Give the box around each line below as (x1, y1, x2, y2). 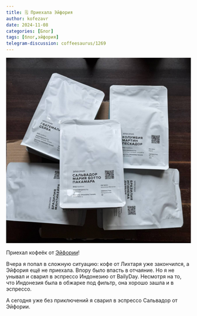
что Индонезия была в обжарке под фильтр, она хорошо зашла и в (6, 280, 174, 286)
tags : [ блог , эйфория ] (6, 34, 59, 41)
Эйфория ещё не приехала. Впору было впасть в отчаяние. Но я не (6, 267, 175, 274)
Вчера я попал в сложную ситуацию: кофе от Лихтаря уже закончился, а (6, 261, 189, 267)
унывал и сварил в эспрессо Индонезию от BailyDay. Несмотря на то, (6, 273, 182, 280)
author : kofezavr (6, 15, 49, 22)
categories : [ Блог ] (6, 28, 54, 34)
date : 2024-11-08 (6, 22, 49, 28)
